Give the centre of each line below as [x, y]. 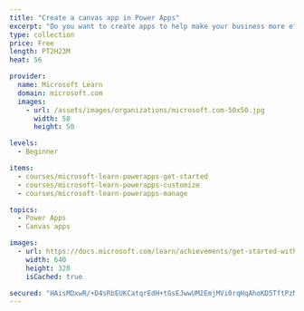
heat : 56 [26, 60]
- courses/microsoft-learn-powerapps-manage [103, 193]
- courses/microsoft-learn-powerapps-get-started [113, 176]
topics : [24, 209]
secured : [26, 293]
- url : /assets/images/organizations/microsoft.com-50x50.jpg [145, 110]
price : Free [32, 43]
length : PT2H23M [40, 52]
